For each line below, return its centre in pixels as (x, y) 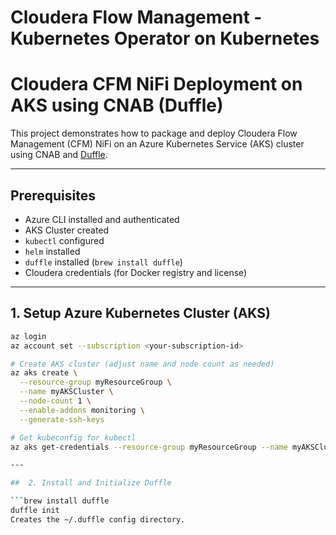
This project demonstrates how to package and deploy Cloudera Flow (154, 133)
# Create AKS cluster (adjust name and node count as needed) (142, 364)
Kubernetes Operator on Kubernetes (165, 38)
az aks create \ (44, 373)
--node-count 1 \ (55, 401)
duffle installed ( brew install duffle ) (103, 262)
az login (28, 336)
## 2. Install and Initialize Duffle (91, 483)
